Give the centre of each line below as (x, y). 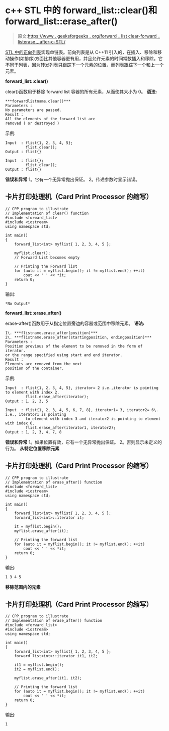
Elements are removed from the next (44, 364)
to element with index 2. (32, 392)
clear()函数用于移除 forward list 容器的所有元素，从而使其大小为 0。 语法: (81, 91)
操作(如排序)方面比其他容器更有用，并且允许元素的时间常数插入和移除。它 (86, 58)
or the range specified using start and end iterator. (64, 355)
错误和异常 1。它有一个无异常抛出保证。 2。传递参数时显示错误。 (73, 179)
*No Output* (18, 304)
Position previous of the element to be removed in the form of (74, 346)
